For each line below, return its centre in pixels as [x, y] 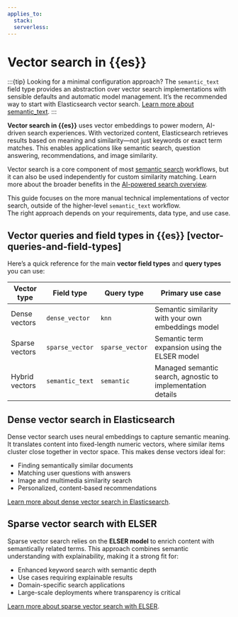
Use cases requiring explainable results [75, 577]
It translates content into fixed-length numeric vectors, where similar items [116, 444]
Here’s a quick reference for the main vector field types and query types [114, 264]
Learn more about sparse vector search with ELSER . [83, 606]
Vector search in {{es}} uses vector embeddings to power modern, [106, 125]
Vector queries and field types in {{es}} [96, 236]
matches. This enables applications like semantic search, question [104, 148]
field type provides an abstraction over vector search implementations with [117, 89]
